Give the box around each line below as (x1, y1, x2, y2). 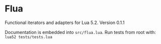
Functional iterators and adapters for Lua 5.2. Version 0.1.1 (5, 19, 125, 25)
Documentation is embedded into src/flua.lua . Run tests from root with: (5, 29, 156, 35)
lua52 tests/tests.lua (5, 34, 52, 39)
